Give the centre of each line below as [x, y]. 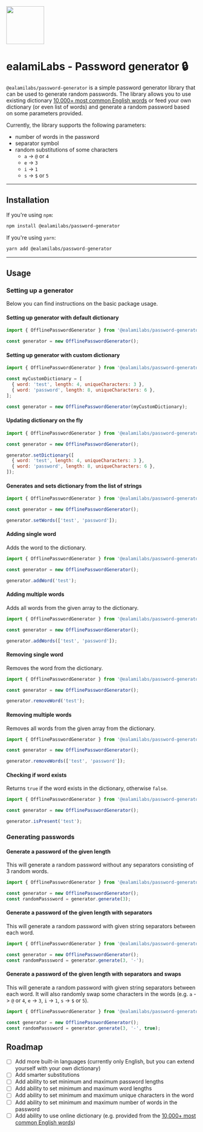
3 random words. [27, 871]
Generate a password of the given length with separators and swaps [94, 974]
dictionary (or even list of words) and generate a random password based [98, 107]
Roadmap [25, 1047]
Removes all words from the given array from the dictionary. [81, 728]
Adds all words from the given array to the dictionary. [72, 608]
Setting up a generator [40, 290]
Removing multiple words [39, 714]
